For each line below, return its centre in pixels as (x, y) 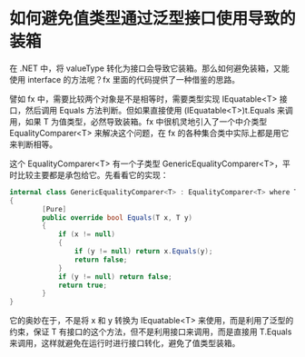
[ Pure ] (54, 209)
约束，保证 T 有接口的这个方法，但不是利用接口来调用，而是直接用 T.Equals (151, 332)
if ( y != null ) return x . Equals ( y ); (143, 252)
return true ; (82, 285)
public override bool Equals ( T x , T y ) (118, 218)
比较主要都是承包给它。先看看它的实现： (93, 174)
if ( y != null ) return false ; (115, 277)
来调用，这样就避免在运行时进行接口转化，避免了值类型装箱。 (125, 343)
